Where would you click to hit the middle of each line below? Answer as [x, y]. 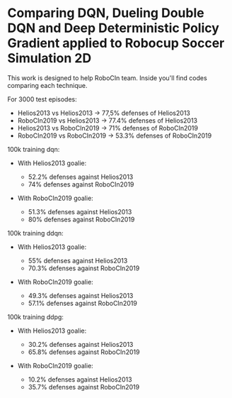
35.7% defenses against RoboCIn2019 [84, 387]
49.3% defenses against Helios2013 [81, 295]
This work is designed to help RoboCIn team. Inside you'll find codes [107, 78]
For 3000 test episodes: [42, 99]
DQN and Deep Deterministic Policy [113, 28]
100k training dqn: [34, 149]
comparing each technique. [47, 85]
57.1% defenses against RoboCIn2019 [83, 303]
